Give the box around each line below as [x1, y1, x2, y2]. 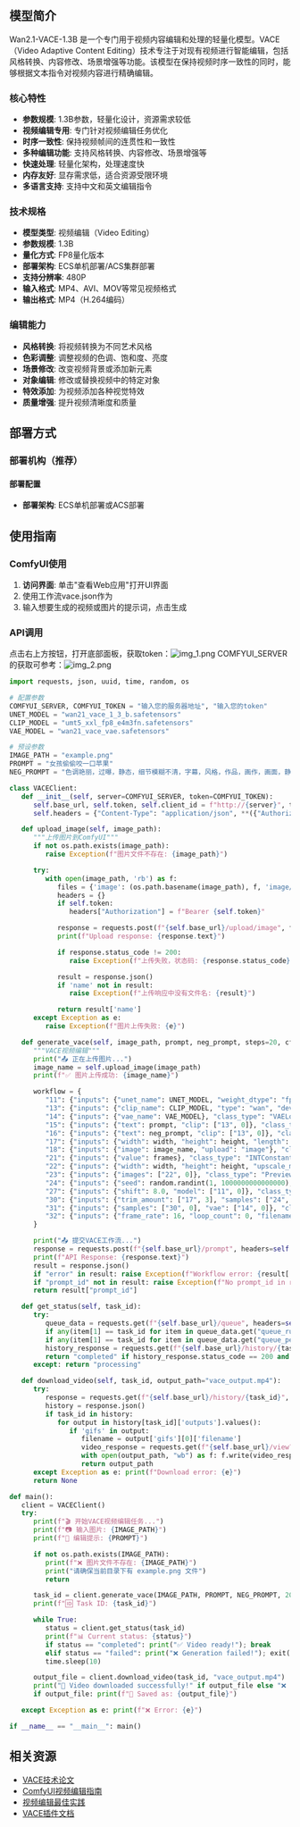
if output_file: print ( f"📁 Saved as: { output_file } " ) [32, 1689, 238, 1699]
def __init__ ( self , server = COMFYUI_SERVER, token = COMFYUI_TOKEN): [21, 792, 274, 801]
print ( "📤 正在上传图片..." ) [32, 1054, 132, 1063]
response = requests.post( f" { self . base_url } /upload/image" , [56, 924, 286, 933]
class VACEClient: [9, 784, 78, 792]
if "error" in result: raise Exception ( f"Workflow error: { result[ [32, 1270, 290, 1278]
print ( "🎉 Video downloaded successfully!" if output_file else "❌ [32, 1681, 287, 1690]
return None [32, 1476, 78, 1485]
